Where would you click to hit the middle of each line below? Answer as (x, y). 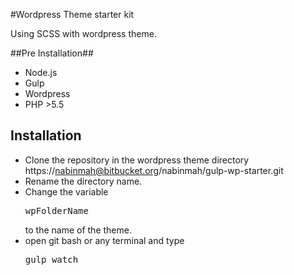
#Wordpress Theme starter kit (72, 14)
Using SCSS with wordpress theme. (83, 33)
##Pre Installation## (52, 53)
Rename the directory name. (83, 181)
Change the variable (66, 191)
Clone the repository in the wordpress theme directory (137, 160)
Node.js (41, 72)
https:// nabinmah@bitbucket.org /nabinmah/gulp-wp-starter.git (154, 170)
